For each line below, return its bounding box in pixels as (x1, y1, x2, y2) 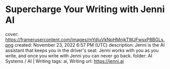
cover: (5, 31, 19, 37)
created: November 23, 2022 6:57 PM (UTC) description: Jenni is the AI (14, 42, 165, 48)
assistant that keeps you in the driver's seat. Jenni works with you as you (5, 47, 159, 53)
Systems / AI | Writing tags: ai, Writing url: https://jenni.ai (5, 58, 124, 64)
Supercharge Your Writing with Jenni (5, 4, 165, 15)
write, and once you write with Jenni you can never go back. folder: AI (5, 52, 153, 59)
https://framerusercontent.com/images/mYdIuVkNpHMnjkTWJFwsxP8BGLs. (5, 37, 165, 43)
